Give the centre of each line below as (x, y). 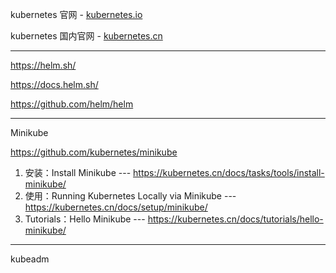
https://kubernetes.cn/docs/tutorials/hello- (235, 219)
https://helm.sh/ (43, 65)
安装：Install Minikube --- (78, 172)
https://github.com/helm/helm (72, 104)
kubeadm (30, 259)
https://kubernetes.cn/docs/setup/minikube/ (116, 207)
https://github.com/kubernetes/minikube (94, 152)
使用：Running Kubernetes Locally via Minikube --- (130, 196)
